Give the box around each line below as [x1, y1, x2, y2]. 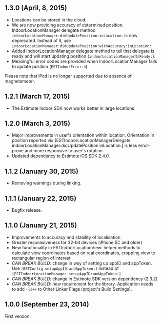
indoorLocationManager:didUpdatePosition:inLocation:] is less [11, 142, 137, 148]
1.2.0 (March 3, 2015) [4, 120, 70, 128]
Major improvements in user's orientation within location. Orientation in [11, 132, 155, 138]
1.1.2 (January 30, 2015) [4, 167, 79, 175]
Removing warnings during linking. [11, 180, 81, 186]
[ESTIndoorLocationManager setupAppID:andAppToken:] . [11, 270, 122, 276]
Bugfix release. [11, 207, 42, 213]
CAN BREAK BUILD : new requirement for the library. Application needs [11, 281, 154, 287]
